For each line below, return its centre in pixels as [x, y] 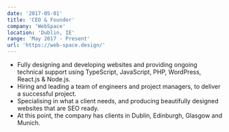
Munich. [28, 123]
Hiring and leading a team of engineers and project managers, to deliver [119, 87]
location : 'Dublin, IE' [41, 32]
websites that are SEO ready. [58, 108]
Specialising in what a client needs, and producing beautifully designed [118, 101]
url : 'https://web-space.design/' [57, 45]
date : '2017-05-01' [35, 13]
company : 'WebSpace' [37, 26]
